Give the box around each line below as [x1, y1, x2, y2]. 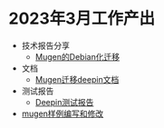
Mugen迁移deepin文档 [34, 74, 120, 84]
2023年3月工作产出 [8, 8, 156, 29]
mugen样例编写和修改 [21, 108, 104, 119]
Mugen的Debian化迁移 [34, 51, 120, 62]
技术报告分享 [21, 40, 70, 51]
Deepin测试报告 [34, 96, 94, 107]
